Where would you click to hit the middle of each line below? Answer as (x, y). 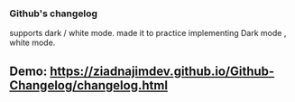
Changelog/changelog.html (89, 85)
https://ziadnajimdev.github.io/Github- (162, 71)
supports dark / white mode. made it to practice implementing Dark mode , (148, 33)
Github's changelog (53, 14)
